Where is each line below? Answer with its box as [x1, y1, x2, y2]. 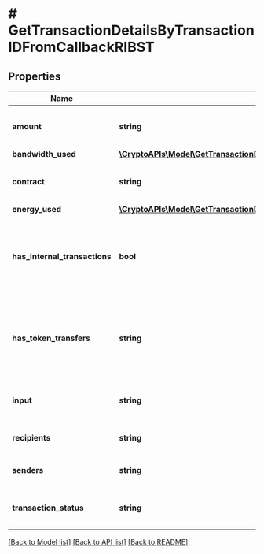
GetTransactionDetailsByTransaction [8, 21, 255, 39]
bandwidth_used [12, 149, 76, 159]
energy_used [12, 204, 61, 214]
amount [12, 121, 42, 132]
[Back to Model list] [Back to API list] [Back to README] [8, 537, 189, 546]
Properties [8, 69, 61, 83]
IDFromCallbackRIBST [8, 39, 156, 56]
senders [12, 465, 44, 475]
